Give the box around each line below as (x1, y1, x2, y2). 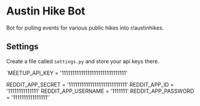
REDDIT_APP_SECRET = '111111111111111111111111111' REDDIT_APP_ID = (6, 81, 174, 88)
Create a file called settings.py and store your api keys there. (6, 57, 160, 64)
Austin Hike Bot (6, 4, 86, 18)
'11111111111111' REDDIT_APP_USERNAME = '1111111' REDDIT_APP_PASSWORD (6, 87, 195, 95)
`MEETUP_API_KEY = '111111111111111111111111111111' (6, 69, 128, 76)
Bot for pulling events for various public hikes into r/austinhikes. (6, 24, 164, 31)
